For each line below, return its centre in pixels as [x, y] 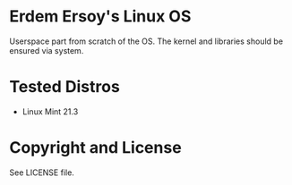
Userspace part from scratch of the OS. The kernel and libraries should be [146, 41]
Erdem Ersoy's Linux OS [100, 17]
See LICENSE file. [42, 172]
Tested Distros [65, 87]
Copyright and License [95, 148]
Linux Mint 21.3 [50, 111]
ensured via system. [47, 50]
